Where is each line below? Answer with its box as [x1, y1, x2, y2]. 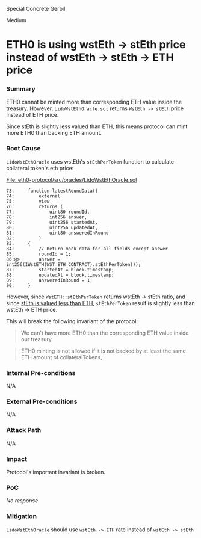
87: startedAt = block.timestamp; [6, 267, 114, 273]
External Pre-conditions [6, 397, 78, 406]
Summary [6, 85, 36, 93]
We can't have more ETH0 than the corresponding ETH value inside [20, 329, 189, 336]
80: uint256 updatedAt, [6, 224, 98, 230]
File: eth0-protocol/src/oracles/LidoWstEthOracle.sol [6, 176, 137, 183]
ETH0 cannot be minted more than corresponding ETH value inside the [6, 99, 182, 106]
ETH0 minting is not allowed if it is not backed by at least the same [20, 347, 187, 354]
